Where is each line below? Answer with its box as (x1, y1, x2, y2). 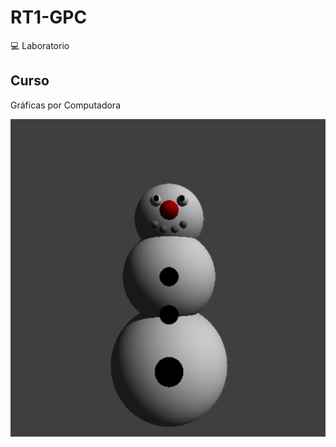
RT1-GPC (10, 6, 88, 29)
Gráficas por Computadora (10, 99, 121, 111)
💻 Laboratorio (10, 39, 70, 51)
